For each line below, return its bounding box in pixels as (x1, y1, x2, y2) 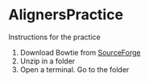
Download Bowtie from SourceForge (19, 47, 141, 57)
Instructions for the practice (8, 32, 101, 42)
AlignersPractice (8, 6, 123, 24)
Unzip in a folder (19, 56, 76, 66)
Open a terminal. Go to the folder (19, 64, 130, 74)
